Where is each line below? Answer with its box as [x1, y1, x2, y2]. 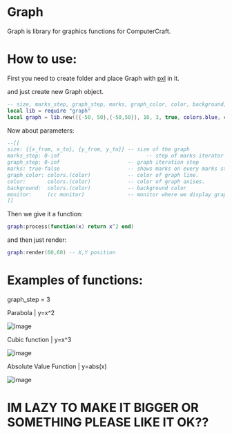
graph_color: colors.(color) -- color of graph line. [7, 171, 199, 178]
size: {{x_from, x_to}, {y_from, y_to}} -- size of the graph [7, 146, 190, 153]
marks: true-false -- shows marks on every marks [7, 165, 217, 172]
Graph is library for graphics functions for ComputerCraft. [7, 27, 171, 35]
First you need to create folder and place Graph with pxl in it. [7, 74, 180, 82]
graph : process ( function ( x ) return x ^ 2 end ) [7, 223, 135, 230]
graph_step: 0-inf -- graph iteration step [7, 159, 199, 166]
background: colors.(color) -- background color [7, 185, 187, 191]
